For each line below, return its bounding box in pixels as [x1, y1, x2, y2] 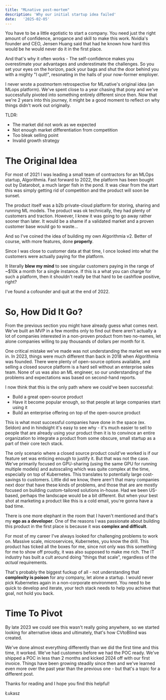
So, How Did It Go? [5, 306, 83, 317]
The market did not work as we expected [12, 122, 97, 128]
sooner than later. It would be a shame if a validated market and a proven [5, 218, 154, 224]
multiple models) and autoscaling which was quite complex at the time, [5, 466, 150, 472]
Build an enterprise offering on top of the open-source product [12, 410, 141, 416]
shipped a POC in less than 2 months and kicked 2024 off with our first [5, 655, 150, 661]
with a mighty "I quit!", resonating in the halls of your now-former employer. [5, 72, 160, 78]
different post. [5, 671, 34, 677]
